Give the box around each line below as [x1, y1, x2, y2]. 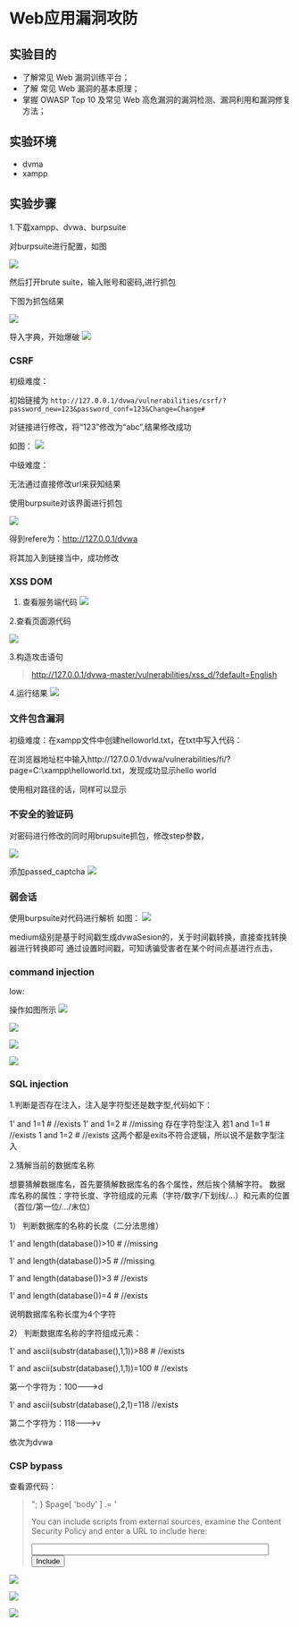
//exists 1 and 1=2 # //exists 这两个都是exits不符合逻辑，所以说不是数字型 [9, 1129, 278, 1140]
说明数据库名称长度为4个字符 [9, 1308, 117, 1319]
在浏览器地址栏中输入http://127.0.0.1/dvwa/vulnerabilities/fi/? [9, 754, 231, 764]
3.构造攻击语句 [9, 652, 64, 662]
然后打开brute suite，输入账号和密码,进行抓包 [9, 277, 177, 287]
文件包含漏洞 [9, 712, 65, 725]
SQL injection [9, 1078, 69, 1090]
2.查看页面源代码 [9, 616, 71, 626]
